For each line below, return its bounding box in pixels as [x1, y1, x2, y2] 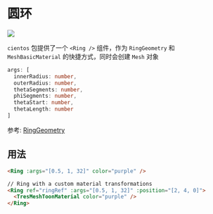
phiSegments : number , [13, 92, 77, 100]
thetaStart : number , [13, 99, 74, 106]
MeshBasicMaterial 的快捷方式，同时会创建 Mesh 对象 [7, 52, 160, 61]
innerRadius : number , [13, 73, 77, 80]
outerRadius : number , [13, 80, 77, 87]
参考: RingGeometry [7, 125, 65, 134]
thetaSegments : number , [13, 86, 83, 93]
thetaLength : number [13, 106, 74, 113]
